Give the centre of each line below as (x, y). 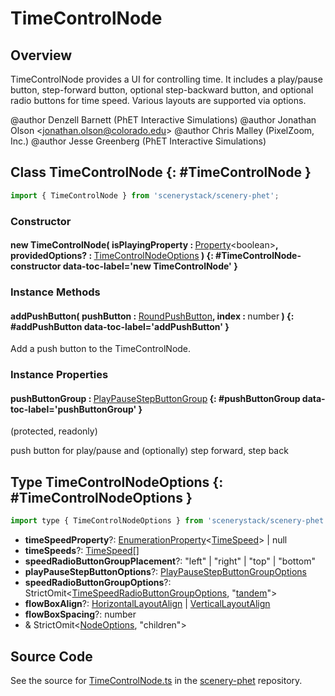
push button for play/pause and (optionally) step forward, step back (149, 451)
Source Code (51, 656)
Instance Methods (55, 292)
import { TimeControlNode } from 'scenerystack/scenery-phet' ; (145, 195)
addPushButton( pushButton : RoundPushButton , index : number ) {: (152, 316)
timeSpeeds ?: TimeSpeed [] (82, 551)
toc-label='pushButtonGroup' (73, 409)
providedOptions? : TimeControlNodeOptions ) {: (112, 256)
